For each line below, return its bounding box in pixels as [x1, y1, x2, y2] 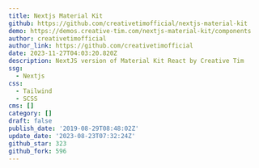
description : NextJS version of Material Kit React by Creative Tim [8, 57, 244, 65]
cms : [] [8, 102, 35, 110]
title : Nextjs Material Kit [8, 11, 104, 20]
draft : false [8, 117, 53, 125]
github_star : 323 [8, 139, 67, 148]
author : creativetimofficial [8, 34, 107, 43]
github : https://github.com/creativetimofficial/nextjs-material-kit [8, 19, 248, 27]
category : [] [8, 110, 53, 118]
